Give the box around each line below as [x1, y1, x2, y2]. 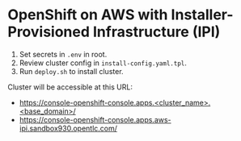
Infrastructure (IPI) [92, 23, 221, 41]
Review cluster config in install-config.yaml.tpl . [19, 58, 187, 68]
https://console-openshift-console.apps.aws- [19, 114, 171, 124]
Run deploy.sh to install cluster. [19, 66, 124, 76]
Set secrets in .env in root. [19, 49, 108, 59]
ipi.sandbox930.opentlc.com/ [19, 123, 118, 133]
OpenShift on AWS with [7, 6, 168, 24]
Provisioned [7, 23, 91, 41]
